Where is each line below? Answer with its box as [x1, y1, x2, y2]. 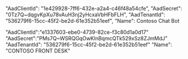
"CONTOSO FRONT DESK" [5, 47, 70, 54]
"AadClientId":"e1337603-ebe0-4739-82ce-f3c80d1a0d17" [5, 29, 149, 36]
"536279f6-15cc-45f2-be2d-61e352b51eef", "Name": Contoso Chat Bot [5, 18, 180, 24]
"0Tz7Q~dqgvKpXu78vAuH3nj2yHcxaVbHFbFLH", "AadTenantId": [5, 11, 166, 18]
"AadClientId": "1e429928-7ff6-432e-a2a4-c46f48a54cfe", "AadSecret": [5, 5, 183, 12]
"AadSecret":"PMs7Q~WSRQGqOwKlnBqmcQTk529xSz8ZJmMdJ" [5, 35, 168, 41]
